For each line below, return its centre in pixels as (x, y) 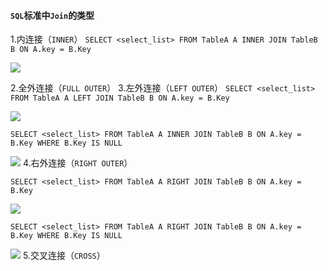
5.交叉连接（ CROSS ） (64, 256)
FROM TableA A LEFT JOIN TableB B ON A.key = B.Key (120, 98)
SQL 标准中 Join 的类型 (52, 15)
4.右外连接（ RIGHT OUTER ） (77, 163)
